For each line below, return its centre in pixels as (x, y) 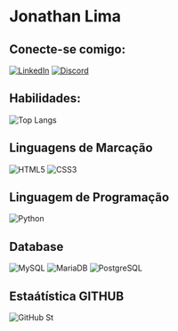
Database (36, 246)
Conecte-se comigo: (68, 49)
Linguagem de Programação (89, 198)
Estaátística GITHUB (67, 296)
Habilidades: (45, 98)
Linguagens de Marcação (81, 148)
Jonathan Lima (65, 16)
